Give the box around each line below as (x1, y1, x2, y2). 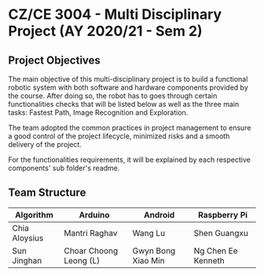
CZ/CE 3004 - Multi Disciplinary (8, 6, 222, 24)
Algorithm (14, 209, 53, 220)
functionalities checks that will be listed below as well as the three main (8, 100, 240, 109)
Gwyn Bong (132, 245, 176, 256)
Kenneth (193, 255, 225, 266)
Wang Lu (132, 227, 166, 238)
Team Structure (8, 186, 86, 200)
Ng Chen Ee (193, 245, 238, 256)
